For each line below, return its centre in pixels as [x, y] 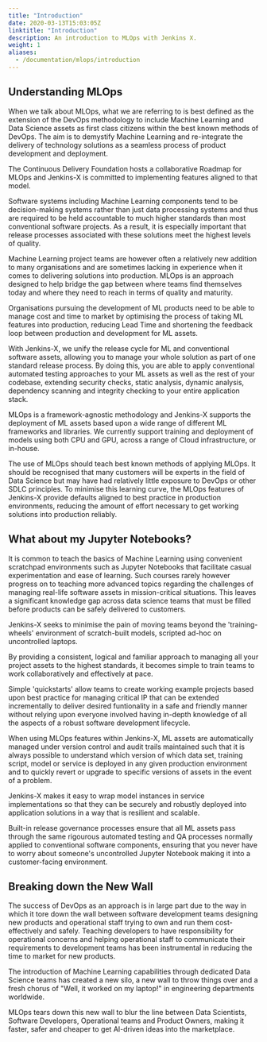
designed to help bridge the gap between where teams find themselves [125, 284]
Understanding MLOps [66, 92]
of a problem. [30, 780]
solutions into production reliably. [63, 514]
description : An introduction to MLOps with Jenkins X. [103, 38]
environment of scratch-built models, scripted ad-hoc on [129, 633]
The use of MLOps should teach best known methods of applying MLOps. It [132, 463]
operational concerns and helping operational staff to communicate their [127, 940]
